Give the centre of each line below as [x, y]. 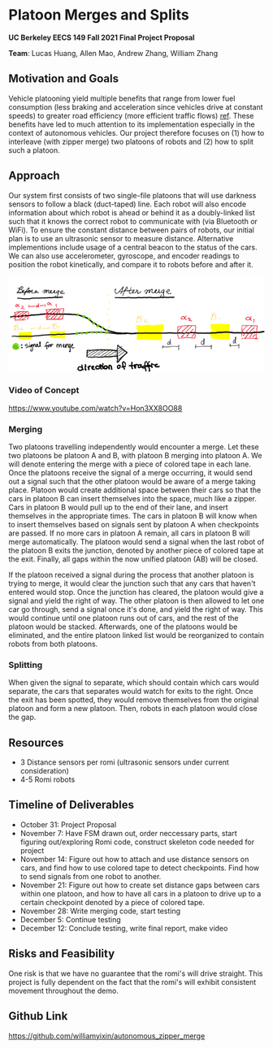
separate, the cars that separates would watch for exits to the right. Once [131, 691]
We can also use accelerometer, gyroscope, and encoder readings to [124, 256]
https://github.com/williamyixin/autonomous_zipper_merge [107, 1036]
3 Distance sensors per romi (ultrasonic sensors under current [124, 762]
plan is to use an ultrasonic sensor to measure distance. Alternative [121, 238]
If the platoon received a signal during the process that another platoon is [131, 574]
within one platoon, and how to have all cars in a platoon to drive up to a [141, 893]
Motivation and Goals [64, 79]
